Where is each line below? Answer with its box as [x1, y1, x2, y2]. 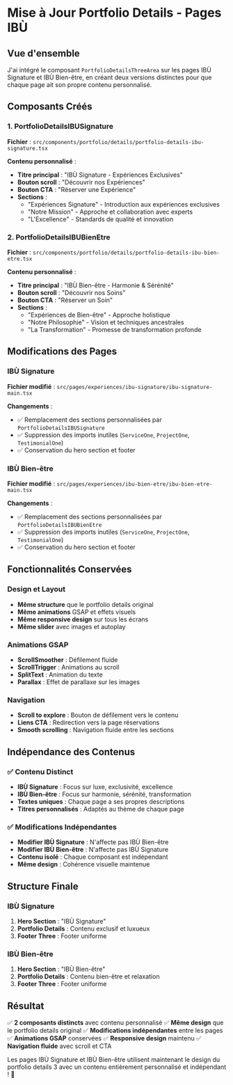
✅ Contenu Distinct [7, 767, 74, 777]
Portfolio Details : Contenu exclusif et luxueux [17, 924, 150, 933]
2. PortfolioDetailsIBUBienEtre [7, 232, 111, 241]
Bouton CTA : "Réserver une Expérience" [17, 185, 136, 193]
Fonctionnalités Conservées [7, 564, 132, 576]
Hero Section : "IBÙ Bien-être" [17, 965, 106, 974]
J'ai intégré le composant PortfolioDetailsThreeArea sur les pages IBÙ [7, 66, 212, 74]
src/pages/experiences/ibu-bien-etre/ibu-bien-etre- [56, 480, 213, 488]
